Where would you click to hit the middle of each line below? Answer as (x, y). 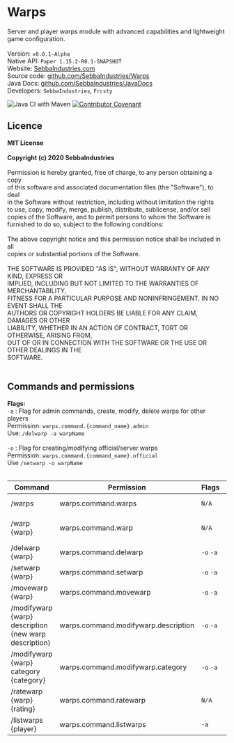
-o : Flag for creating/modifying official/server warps (83, 448)
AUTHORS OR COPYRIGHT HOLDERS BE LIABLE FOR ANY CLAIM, (103, 313)
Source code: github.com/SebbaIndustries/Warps (78, 76)
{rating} (23, 709)
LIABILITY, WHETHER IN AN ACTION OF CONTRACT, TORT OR (97, 327)
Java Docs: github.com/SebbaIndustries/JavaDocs (80, 83)
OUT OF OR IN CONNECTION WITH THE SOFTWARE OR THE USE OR (107, 343)
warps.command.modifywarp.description (127, 625)
